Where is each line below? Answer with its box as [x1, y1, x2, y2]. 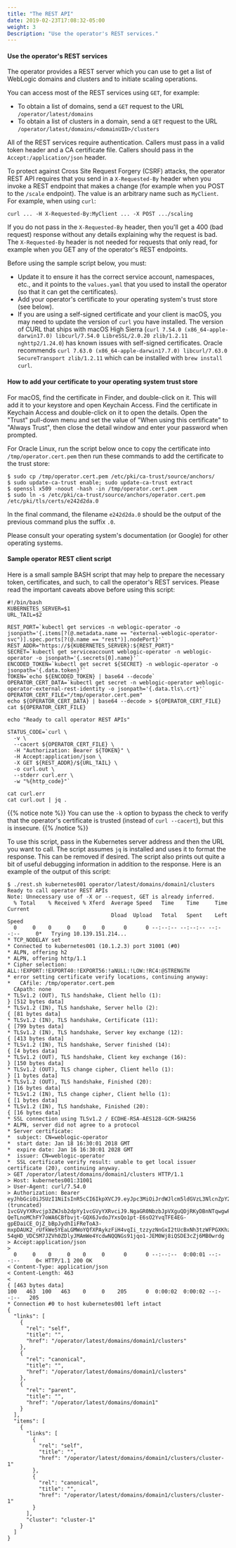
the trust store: [7, 459, 51, 467]
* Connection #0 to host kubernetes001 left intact [7, 1300, 162, 1308]
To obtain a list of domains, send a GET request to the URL [17, 102, 185, 111]
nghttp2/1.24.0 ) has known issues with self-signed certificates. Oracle [17, 339, 223, 348]
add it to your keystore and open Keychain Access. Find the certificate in [7, 400, 218, 409]
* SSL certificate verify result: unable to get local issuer [7, 1158, 197, 1165]
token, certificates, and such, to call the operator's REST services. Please [7, 577, 220, 586]
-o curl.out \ [13, 766, 55, 773]
